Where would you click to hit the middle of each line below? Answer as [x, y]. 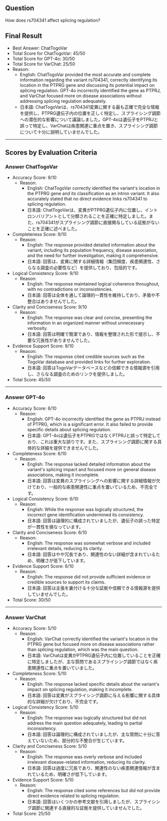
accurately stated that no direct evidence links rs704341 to [87, 199]
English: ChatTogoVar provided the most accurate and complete [85, 74]
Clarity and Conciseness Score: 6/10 [50, 532]
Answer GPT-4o [25, 397]
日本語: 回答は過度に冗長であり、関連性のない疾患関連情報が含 [91, 768]
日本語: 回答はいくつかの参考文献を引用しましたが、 [81, 802]
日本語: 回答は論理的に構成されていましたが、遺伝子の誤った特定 [94, 521]
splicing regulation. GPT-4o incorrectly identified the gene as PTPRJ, [90, 90]
